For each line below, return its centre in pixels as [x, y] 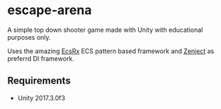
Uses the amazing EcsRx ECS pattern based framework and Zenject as [111, 51]
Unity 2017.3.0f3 [41, 98]
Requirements [39, 81]
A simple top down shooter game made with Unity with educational [105, 30]
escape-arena [50, 10]
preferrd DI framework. [41, 58]
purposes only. [29, 37]
